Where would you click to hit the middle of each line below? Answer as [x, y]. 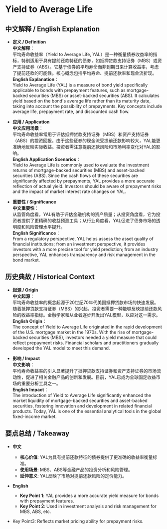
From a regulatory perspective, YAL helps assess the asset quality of [83, 239]
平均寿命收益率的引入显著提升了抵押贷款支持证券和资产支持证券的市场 [84, 370]
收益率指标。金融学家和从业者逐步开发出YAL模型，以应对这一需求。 [91, 315]
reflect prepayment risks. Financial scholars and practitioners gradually [85, 342]
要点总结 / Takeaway [37, 433]
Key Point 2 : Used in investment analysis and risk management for [88, 506]
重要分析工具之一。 [41, 383]
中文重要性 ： [25, 208]
